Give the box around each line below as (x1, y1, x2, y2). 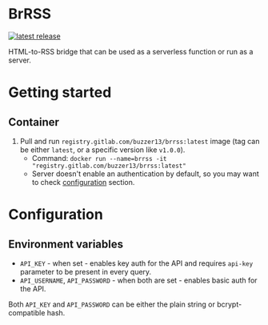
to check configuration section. (31, 177, 135, 187)
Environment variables (8, 237, 124, 251)
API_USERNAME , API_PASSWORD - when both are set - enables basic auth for (19, 275, 258, 285)
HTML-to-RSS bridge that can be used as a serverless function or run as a (8, 46, 254, 56)
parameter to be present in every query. (19, 267, 152, 276)
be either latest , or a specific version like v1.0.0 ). (19, 145, 186, 154)
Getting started (8, 83, 112, 102)
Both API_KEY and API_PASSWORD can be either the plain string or (8, 299, 216, 309)
